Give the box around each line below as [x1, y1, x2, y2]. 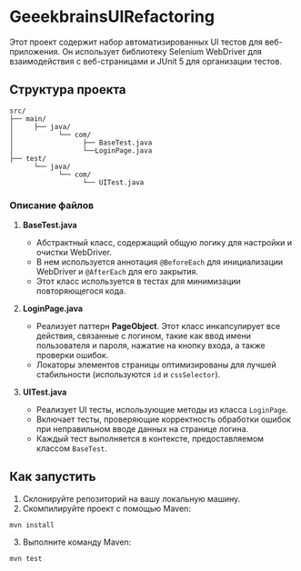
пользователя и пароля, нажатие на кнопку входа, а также [35, 340, 266, 351]
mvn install [9, 520, 55, 529]
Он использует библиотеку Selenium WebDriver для [62, 45, 262, 56]
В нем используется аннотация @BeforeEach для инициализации [35, 256, 284, 267]
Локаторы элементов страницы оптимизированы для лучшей [35, 359, 276, 370]
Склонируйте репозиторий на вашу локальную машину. [22, 493, 241, 504]
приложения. [9, 45, 61, 56]
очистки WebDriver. [35, 247, 112, 258]
